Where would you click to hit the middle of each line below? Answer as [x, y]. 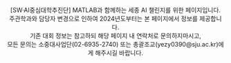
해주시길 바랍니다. [119, 53]
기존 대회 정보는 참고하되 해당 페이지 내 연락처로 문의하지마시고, [115, 36]
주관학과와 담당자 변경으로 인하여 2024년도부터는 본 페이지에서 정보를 [104, 18]
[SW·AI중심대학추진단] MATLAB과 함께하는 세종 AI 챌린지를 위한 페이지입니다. [115, 10]
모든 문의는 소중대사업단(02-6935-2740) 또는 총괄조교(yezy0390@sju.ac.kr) [113, 44]
